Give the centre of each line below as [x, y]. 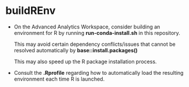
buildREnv [31, 11]
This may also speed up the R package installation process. [85, 61]
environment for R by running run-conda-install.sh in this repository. [97, 32]
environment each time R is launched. [59, 79]
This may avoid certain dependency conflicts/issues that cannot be [94, 44]
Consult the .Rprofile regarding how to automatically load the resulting [99, 72]
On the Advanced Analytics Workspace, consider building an [87, 27]
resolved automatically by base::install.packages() [76, 50]
